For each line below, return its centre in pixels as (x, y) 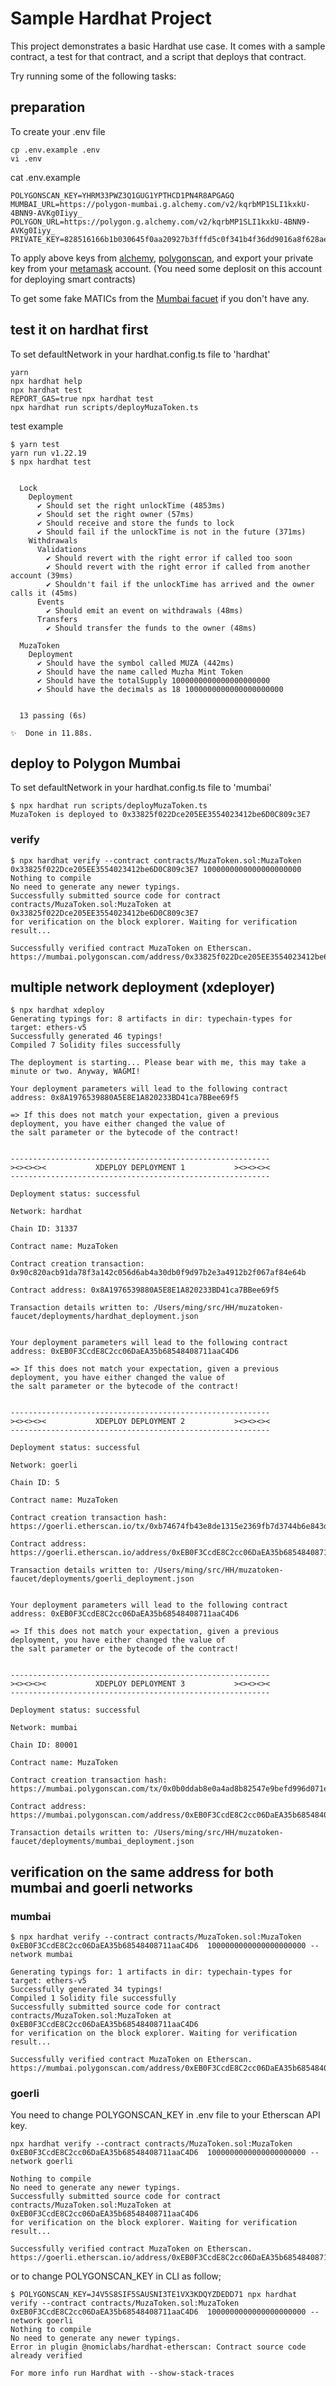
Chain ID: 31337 (44, 1229)
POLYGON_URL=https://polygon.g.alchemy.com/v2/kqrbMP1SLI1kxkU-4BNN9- (160, 222)
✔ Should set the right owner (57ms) (115, 514)
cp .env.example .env (55, 150)
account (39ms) (42, 575)
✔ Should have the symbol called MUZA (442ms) (135, 663)
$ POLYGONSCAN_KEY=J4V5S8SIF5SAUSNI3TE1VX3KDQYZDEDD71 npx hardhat (154, 2295)
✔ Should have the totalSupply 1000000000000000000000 (153, 680)
